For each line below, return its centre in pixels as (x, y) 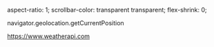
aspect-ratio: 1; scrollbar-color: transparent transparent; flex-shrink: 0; (107, 10)
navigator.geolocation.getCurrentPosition (66, 23)
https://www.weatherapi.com (49, 36)
